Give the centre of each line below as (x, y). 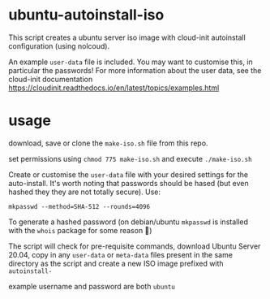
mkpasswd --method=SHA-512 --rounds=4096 (79, 206)
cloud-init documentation (51, 79)
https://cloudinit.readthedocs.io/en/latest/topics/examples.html (114, 88)
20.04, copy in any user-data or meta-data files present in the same (121, 254)
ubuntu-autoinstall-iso (86, 15)
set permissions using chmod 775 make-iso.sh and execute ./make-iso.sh (131, 158)
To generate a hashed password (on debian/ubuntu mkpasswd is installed (129, 222)
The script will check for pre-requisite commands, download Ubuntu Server (135, 246)
